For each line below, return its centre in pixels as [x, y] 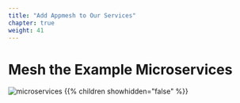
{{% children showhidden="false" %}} [126, 91]
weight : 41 [26, 30]
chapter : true [32, 23]
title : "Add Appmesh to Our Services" [72, 15]
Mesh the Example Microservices [120, 69]
